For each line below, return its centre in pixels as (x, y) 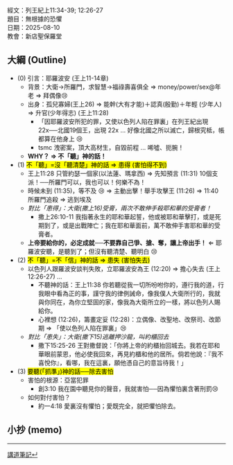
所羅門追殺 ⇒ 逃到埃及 (60, 199)
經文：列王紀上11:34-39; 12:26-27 (55, 10)
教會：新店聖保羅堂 (35, 36)
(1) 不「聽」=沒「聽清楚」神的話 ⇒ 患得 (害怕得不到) (92, 164)
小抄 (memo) (35, 430)
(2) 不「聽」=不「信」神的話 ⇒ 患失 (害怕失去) (84, 260)
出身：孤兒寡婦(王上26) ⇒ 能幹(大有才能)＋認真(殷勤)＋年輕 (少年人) (124, 104)
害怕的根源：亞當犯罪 (58, 380)
